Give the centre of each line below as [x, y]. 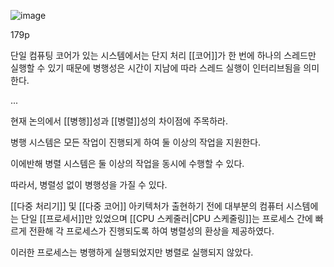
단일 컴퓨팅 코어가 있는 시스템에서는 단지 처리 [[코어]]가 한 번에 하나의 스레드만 [163, 55]
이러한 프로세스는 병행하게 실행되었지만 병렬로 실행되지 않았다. [132, 252]
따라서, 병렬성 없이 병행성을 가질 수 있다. [89, 184]
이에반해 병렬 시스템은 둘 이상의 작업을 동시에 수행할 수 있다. [127, 163]
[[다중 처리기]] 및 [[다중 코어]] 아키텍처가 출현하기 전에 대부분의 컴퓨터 [147, 206]
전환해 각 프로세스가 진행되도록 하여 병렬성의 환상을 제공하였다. [151, 231]
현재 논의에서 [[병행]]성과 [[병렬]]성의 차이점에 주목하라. [119, 121]
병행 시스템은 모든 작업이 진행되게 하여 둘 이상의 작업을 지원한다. [136, 142]
